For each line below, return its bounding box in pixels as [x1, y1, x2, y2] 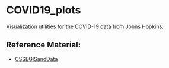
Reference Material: [6, 40, 81, 50]
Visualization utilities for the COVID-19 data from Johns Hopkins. [6, 23, 164, 30]
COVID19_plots [6, 4, 81, 17]
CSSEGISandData [14, 55, 58, 62]
